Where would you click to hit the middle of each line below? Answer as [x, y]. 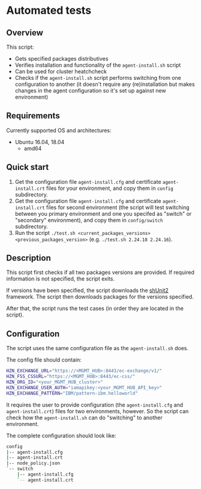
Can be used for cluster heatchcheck [61, 71]
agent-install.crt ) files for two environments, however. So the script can [97, 411]
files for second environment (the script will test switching [118, 207]
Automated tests [49, 11]
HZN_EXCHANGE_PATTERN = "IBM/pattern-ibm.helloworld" [72, 393]
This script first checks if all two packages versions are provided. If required [100, 272]
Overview [25, 33]
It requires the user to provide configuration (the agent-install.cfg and [95, 405]
